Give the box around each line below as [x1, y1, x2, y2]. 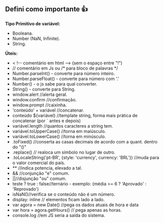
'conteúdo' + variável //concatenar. [12, 107, 84, 113]
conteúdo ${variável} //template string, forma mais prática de [12, 112, 138, 118]
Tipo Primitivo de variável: [5, 20, 60, 27]
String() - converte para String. [12, 86, 76, 92]
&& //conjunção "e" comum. [12, 170, 69, 176]
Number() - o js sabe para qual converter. [12, 81, 98, 87]
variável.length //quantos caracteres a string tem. [12, 123, 113, 129]
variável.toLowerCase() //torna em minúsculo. [12, 134, 106, 139]
